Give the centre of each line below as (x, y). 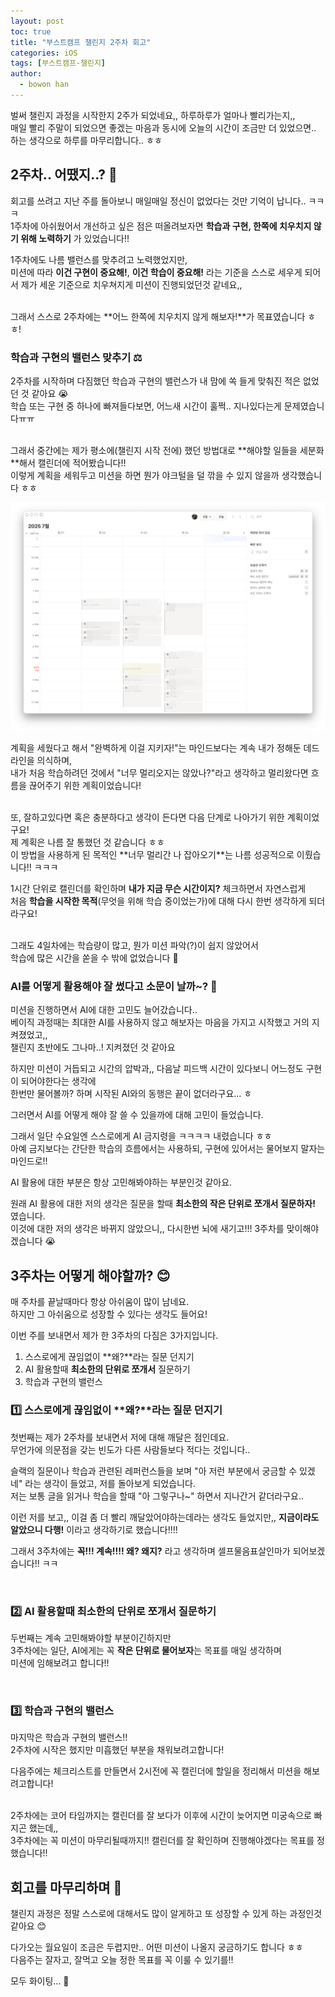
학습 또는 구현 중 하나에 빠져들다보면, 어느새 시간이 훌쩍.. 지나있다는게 (146, 406)
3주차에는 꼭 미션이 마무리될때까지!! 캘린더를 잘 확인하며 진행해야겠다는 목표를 (162, 1841)
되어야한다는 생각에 (58, 1081)
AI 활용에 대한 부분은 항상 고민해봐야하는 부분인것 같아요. (121, 1182)
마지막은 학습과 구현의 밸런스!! (69, 1737)
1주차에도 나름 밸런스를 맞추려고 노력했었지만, (99, 259)
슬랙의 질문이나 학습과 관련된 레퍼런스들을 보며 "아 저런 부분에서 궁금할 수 (154, 1471)
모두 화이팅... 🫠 (40, 1981)
